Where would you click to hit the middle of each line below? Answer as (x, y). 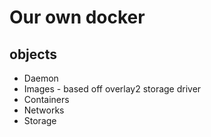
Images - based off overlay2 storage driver (112, 89)
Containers (46, 99)
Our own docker (77, 17)
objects (33, 54)
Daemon (41, 78)
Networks (44, 110)
